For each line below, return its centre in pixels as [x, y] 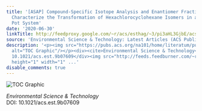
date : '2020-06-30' [31, 28]
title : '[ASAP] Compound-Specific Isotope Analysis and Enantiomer [93, 12]
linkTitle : [20, 34]
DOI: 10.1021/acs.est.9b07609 [43, 103]
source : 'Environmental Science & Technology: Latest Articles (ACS [94, 40]
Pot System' [27, 23]
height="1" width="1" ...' [45, 62]
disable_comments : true [36, 67]
